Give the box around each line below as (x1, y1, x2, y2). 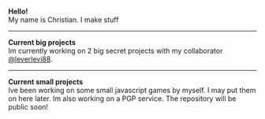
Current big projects (8, 38, 77, 46)
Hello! (8, 7, 28, 16)
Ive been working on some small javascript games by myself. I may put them (8, 86, 256, 95)
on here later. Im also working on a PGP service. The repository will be (8, 94, 237, 103)
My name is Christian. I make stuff (8, 15, 119, 24)
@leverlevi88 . (8, 54, 53, 64)
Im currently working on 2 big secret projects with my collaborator (8, 46, 223, 55)
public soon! (8, 102, 49, 111)
